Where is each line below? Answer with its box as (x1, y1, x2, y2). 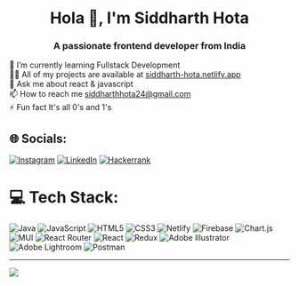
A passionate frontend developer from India (53, 40, 246, 52)
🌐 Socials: (9, 131, 68, 146)
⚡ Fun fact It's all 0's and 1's (9, 102, 112, 113)
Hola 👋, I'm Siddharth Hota (50, 8, 249, 28)
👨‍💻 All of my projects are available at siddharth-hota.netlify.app (9, 69, 242, 80)
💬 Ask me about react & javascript (9, 79, 133, 90)
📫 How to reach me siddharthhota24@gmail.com (9, 89, 191, 99)
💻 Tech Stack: (9, 187, 119, 208)
